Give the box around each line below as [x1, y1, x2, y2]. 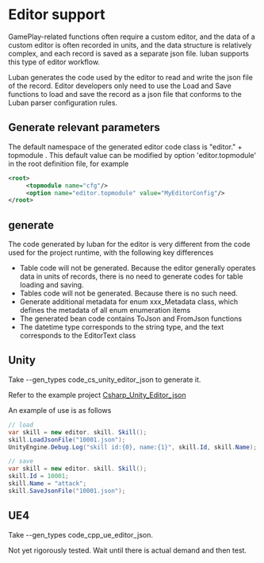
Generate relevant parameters [8, 121, 161, 134]
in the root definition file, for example [8, 159, 129, 168]
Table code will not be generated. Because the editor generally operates [19, 264, 256, 273]
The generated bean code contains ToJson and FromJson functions [19, 314, 243, 323]
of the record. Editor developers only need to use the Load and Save [8, 81, 231, 91]
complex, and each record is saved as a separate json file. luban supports [8, 48, 250, 58]
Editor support [8, 6, 105, 24]
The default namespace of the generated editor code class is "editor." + [8, 141, 243, 152]
